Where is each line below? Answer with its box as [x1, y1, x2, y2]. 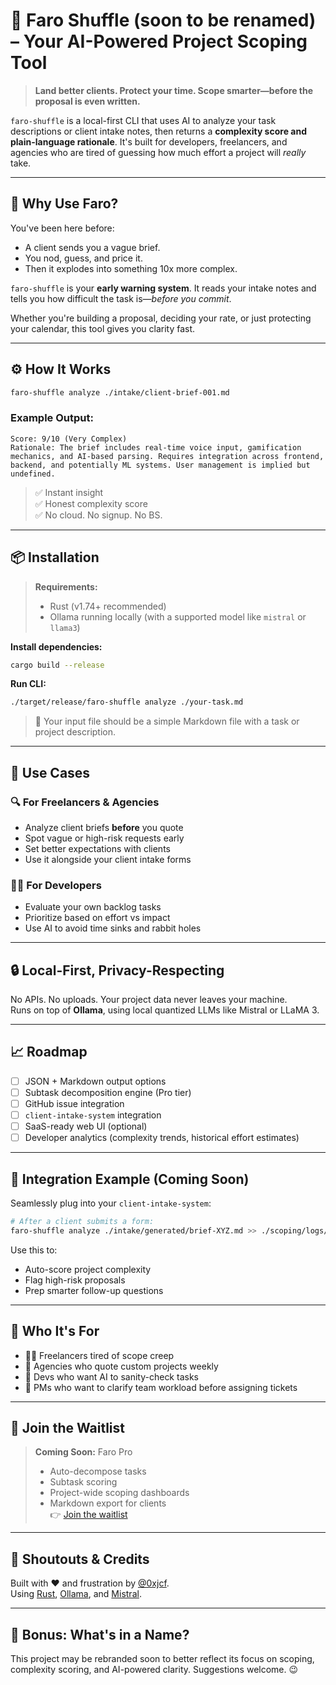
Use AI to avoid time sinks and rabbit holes [24, 922, 202, 934]
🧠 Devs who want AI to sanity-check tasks [24, 1370, 199, 1383]
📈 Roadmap [10, 1044, 88, 1061]
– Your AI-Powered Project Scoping [10, 30, 308, 53]
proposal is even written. [34, 95, 141, 107]
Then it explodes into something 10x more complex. [24, 262, 238, 274]
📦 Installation [10, 549, 100, 566]
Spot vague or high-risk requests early [24, 832, 185, 844]
